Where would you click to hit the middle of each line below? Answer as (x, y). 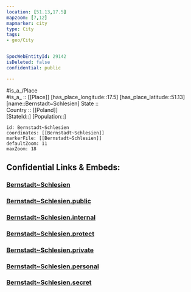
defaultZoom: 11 (27, 144)
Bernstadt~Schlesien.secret (49, 282)
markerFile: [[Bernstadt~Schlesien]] (54, 138)
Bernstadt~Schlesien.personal (53, 266)
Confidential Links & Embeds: (63, 168)
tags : (13, 35)
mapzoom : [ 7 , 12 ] (27, 18)
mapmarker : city (27, 23)
